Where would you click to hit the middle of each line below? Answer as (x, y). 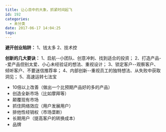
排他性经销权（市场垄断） (38, 112)
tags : (11, 33)
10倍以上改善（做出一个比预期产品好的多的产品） (62, 87)
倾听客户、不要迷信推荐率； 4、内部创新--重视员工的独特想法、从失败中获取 (83, 70)
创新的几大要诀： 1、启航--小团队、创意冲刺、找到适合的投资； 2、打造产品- (83, 58)
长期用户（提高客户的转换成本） (45, 118)
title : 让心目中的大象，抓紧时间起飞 (39, 10)
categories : (17, 19)
